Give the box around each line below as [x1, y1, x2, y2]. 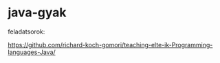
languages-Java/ [8, 48, 56, 56]
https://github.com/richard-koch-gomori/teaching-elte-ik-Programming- [8, 40, 213, 49]
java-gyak [8, 5, 67, 21]
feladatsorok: [8, 27, 45, 36]
